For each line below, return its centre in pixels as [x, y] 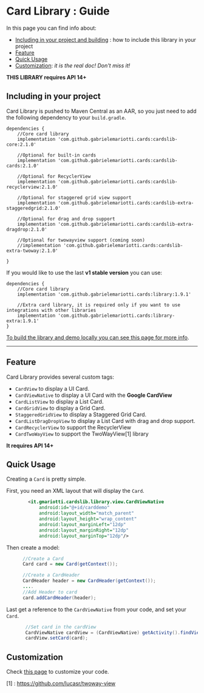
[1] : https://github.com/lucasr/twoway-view [61, 683]
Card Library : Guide [58, 11]
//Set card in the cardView [61, 627]
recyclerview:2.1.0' [32, 187]
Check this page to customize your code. [58, 672]
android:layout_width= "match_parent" [87, 513]
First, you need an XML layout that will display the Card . [75, 491]
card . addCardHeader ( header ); [59, 598]
